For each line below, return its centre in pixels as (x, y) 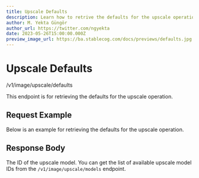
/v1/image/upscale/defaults (39, 85)
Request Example (39, 115)
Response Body (36, 148)
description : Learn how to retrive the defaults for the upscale (88, 17)
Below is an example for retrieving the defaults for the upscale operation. (95, 129)
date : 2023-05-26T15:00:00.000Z (46, 34)
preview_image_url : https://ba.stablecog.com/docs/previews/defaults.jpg (99, 39)
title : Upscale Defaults (37, 12)
